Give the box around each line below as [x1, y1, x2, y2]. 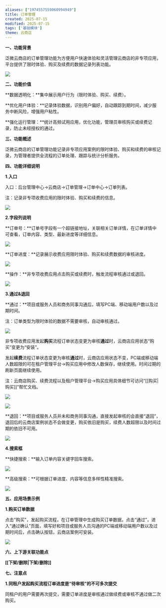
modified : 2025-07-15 [5, 21, 50, 26]
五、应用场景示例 [5, 496, 40, 501]
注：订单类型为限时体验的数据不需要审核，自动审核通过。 [5, 318, 122, 324]
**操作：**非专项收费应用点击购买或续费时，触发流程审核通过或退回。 [5, 271, 148, 277]
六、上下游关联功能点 [5, 549, 48, 555]
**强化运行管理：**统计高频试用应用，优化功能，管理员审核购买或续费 [5, 119, 148, 125]
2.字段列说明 [5, 214, 31, 220]
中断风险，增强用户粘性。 [9, 109, 62, 114]
